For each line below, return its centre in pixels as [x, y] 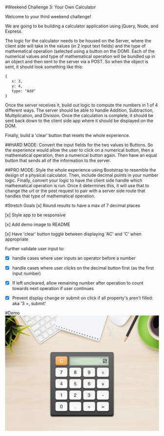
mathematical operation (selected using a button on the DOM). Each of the [80, 51]
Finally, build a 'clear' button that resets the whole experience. [68, 135]
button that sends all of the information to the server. [58, 160]
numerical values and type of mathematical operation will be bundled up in [80, 56]
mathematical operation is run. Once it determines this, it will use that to [77, 185]
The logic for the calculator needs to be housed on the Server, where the [78, 41]
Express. [14, 31]
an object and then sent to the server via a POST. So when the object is [77, 61]
